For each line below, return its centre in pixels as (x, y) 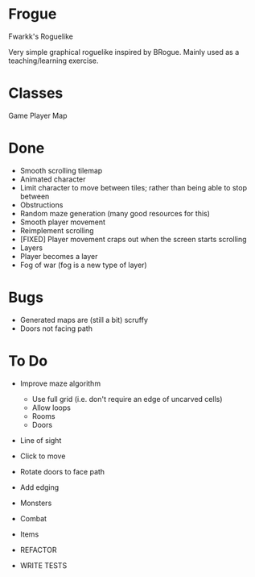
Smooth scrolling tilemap (61, 170)
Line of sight (41, 440)
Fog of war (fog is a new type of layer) (83, 265)
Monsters (36, 503)
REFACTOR (38, 550)
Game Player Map (38, 115)
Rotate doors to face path (62, 471)
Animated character (53, 179)
